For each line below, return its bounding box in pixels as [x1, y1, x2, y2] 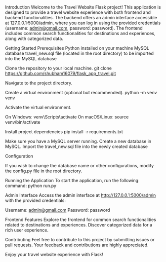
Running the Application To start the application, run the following [5, 178, 139, 183]
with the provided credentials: [5, 197, 66, 203]
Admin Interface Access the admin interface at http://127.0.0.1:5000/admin [5, 192, 156, 198]
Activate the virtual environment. [5, 105, 72, 110]
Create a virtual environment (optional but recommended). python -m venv [5, 90, 157, 95]
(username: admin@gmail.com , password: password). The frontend [5, 25, 143, 31]
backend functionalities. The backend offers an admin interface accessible [5, 15, 157, 20]
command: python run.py [5, 183, 57, 188]
